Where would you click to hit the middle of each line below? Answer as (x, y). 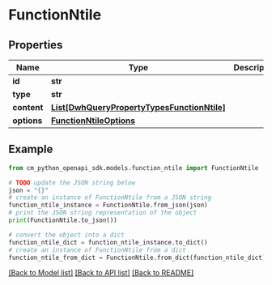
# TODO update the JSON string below (72, 183)
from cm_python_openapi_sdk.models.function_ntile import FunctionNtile (134, 168)
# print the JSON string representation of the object (103, 213)
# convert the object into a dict (67, 235)
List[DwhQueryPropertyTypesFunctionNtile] (139, 107)
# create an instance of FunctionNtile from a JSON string (110, 198)
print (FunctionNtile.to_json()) (63, 220)
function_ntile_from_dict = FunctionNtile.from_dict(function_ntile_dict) (137, 257)
